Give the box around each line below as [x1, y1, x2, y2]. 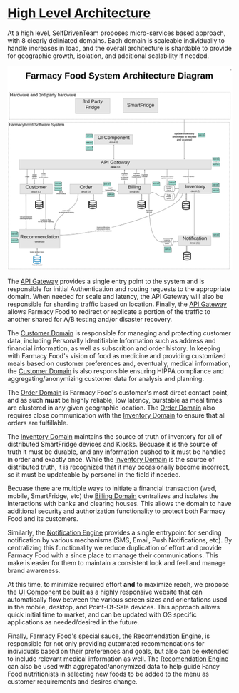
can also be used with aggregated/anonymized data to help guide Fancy [7, 662, 220, 671]
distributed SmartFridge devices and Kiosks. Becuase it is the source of [7, 440, 218, 449]
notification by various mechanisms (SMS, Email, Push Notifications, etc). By [7, 536, 233, 545]
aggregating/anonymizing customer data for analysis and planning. [7, 375, 205, 383]
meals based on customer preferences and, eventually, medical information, [7, 359, 231, 368]
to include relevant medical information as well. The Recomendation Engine [7, 654, 229, 663]
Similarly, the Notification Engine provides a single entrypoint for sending [7, 528, 223, 537]
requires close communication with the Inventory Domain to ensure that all [7, 411, 226, 420]
